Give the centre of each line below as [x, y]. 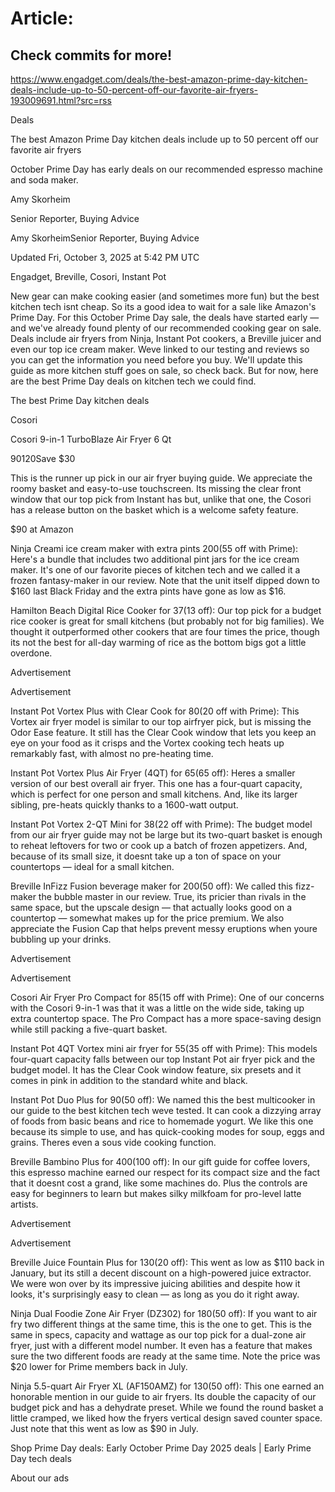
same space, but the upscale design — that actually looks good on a [151, 907]
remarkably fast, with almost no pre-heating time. [112, 753]
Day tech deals [41, 1458]
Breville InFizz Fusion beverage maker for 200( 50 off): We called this [151, 886]
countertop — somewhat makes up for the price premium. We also [147, 918]
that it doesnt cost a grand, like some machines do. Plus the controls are [159, 1183]
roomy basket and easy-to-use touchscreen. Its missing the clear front [156, 488]
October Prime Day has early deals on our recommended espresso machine [166, 169]
